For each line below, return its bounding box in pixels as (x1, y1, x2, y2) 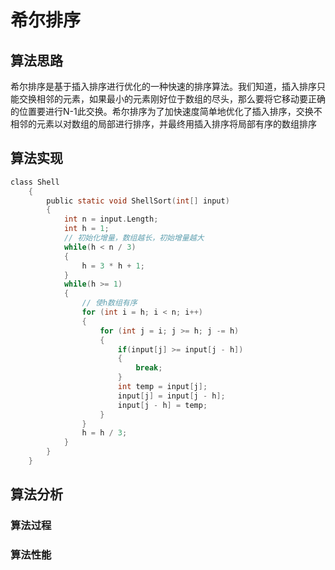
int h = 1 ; (63, 224, 110, 234)
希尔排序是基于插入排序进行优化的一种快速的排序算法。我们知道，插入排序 (10, 81, 317, 92)
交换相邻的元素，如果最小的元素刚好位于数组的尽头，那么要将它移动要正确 (18, 93, 326, 105)
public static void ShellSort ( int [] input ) (46, 196, 230, 206)
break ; (135, 363, 163, 373)
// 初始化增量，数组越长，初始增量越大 (63, 233, 205, 243)
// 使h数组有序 (81, 298, 138, 308)
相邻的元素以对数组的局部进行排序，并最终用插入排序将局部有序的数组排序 (10, 118, 317, 130)
